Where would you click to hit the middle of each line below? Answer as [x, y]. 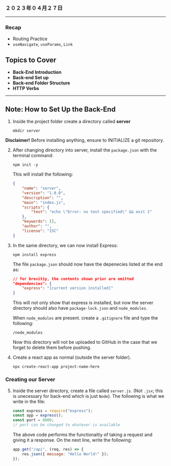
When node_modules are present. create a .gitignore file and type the [85, 318]
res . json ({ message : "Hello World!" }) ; [65, 454]
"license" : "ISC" [40, 231]
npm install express [34, 255]
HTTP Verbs [26, 89]
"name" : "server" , [41, 188]
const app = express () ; [38, 416]
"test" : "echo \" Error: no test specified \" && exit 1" [92, 212]
